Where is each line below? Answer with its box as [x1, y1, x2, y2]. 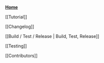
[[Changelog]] [5, 23, 34, 29]
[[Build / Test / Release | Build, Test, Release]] [5, 33, 99, 39]
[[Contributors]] [5, 52, 38, 58]
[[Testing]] [5, 43, 27, 49]
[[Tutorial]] [5, 14, 27, 19]
